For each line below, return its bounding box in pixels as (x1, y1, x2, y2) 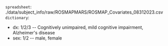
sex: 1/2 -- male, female (12, 35, 62, 41)
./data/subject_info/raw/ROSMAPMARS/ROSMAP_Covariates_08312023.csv (5, 9, 163, 15)
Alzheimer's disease (12, 30, 55, 35)
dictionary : (5, 15, 29, 20)
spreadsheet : (5, 4, 32, 10)
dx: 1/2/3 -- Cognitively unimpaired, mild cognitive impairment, (12, 24, 143, 30)
